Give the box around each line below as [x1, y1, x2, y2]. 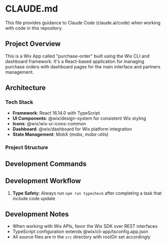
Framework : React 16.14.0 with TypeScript [12, 110, 100, 116]
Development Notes [5, 210, 69, 218]
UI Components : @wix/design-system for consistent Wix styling [12, 115, 146, 121]
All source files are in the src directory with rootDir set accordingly [12, 234, 151, 240]
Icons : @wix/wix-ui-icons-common [12, 121, 87, 127]
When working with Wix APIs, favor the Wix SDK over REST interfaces [12, 223, 157, 229]
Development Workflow [5, 177, 81, 185]
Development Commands [5, 159, 87, 168]
